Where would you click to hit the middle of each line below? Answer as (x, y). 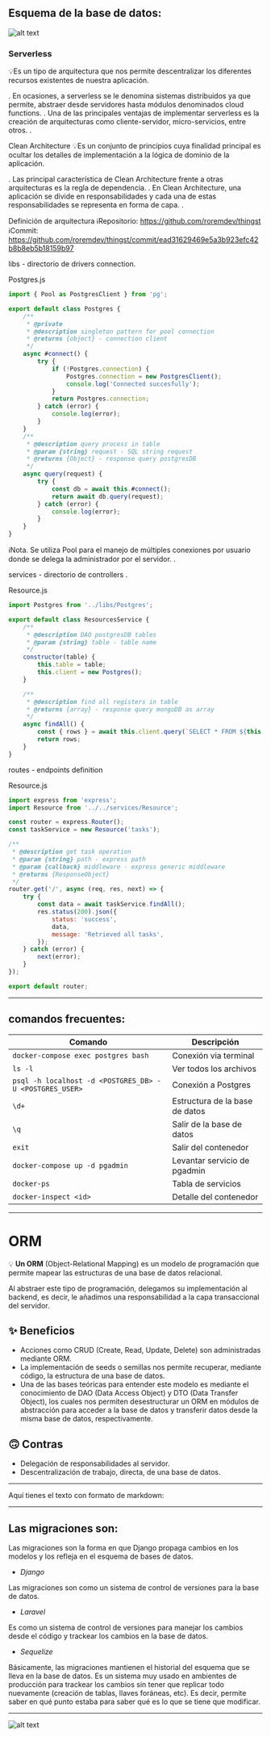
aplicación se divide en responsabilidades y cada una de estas (112, 196)
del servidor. (29, 1305)
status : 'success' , (84, 919)
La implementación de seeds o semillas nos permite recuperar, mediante (141, 1367)
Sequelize (37, 1652)
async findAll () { (54, 724)
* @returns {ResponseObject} (61, 874)
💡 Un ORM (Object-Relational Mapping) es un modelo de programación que (134, 1263)
